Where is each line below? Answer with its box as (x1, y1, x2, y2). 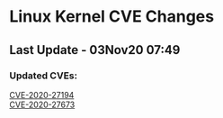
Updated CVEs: (9, 69, 78, 82)
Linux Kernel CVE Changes (9, 6, 214, 27)
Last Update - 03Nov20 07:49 (9, 42, 181, 58)
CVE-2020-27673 (9, 99, 76, 110)
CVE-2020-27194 (9, 89, 75, 100)
